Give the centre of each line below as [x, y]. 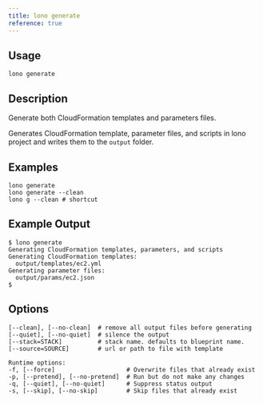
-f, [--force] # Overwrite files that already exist [132, 369]
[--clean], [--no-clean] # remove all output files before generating [130, 328]
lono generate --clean [46, 192]
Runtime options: [37, 363]
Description [38, 98]
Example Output [49, 224]
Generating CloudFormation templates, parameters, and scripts [116, 249]
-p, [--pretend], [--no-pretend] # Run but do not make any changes [127, 377]
